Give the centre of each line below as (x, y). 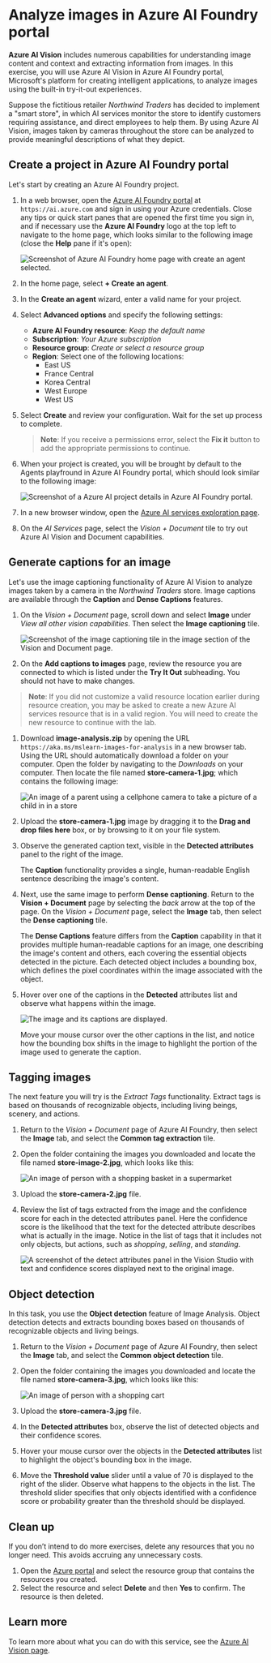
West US (59, 399)
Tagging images (50, 1077)
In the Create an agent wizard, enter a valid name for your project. (131, 299)
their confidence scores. (61, 1435)
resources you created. (59, 1579)
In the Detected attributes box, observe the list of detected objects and (140, 1427)
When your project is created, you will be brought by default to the (131, 463)
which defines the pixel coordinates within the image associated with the (141, 970)
